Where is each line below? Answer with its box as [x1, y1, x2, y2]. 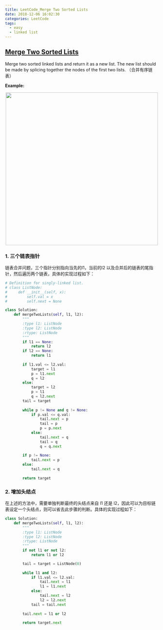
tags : [5, 21, 16, 26]
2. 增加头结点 [5, 488, 36, 495]
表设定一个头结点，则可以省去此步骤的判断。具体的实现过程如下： [5, 506, 137, 512]
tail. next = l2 [39, 593, 71, 598]
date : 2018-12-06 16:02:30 [5, 12, 60, 17]
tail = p [39, 421, 57, 426]
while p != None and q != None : [22, 408, 89, 413]
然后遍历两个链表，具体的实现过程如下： [13, 271, 95, 277]
